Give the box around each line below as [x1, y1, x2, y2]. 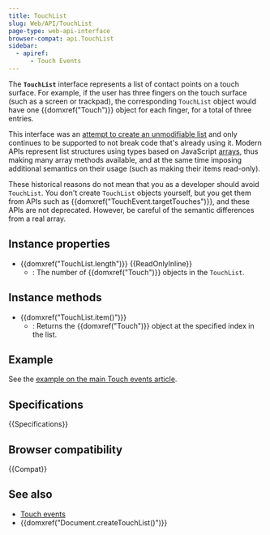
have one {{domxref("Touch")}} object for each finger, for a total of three [8, 104, 252, 114]
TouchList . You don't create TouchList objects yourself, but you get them [8, 188, 251, 197]
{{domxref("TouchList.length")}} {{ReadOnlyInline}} [19, 258, 193, 268]
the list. [32, 329, 58, 339]
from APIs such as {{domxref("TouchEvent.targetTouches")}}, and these [8, 196, 250, 206]
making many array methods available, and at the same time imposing [8, 155, 242, 164]
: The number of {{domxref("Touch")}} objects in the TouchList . [32, 267, 245, 277]
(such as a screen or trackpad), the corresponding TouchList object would [8, 96, 257, 106]
